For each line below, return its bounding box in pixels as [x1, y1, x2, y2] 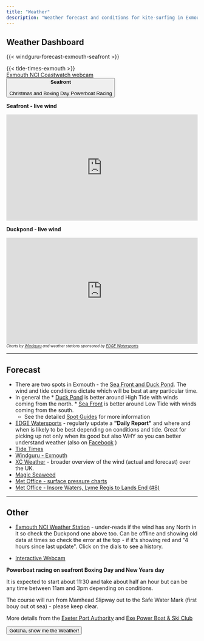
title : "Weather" [6, 8, 50, 15]
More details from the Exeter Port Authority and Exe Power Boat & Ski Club [6, 614, 193, 622]
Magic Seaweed [15, 471, 56, 478]
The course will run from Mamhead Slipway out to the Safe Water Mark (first [6, 596, 197, 603]
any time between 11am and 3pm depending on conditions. [6, 584, 154, 592]
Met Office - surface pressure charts [15, 478, 107, 485]
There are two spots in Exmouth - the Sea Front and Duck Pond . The [15, 381, 186, 388]
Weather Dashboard [6, 37, 84, 47]
